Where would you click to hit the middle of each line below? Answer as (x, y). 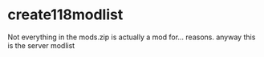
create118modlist (65, 15)
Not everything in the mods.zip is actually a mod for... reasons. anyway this (132, 37)
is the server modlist (41, 45)
